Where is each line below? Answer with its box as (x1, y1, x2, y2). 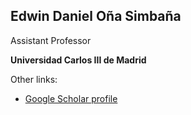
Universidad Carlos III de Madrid (10, 54, 147, 66)
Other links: (10, 73, 58, 85)
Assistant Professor (10, 34, 92, 46)
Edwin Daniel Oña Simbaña (10, 8, 182, 25)
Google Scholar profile (24, 92, 118, 104)
